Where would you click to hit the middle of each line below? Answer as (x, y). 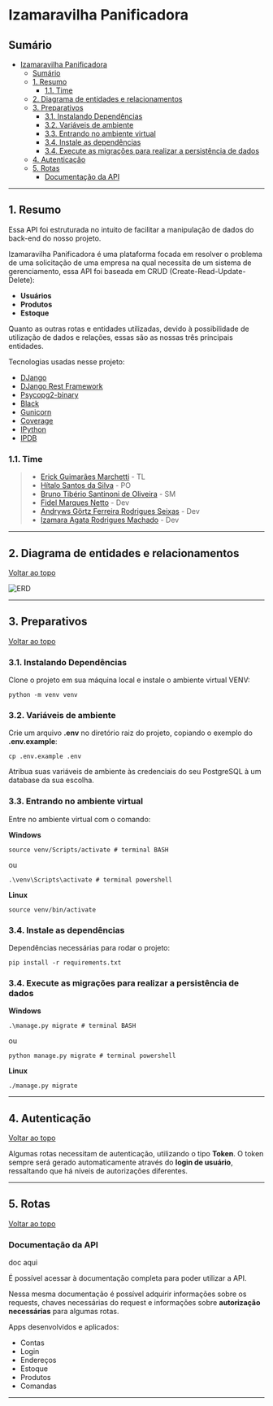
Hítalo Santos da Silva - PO (86, 485)
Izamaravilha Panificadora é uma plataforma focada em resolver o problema (135, 254)
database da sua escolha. (52, 780)
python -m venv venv (43, 695)
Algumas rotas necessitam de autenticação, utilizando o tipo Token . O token (136, 1154)
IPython (33, 429)
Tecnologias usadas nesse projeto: (67, 361)
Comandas (38, 1386)
